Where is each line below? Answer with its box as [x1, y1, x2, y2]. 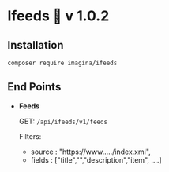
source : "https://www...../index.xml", [30, 147, 151, 156]
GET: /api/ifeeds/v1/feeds [18, 116, 108, 126]
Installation [7, 38, 64, 52]
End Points [7, 80, 62, 93]
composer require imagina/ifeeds [7, 59, 118, 67]
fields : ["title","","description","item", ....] [30, 155, 163, 164]
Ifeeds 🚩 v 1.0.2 [7, 7, 110, 25]
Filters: [18, 131, 42, 141]
